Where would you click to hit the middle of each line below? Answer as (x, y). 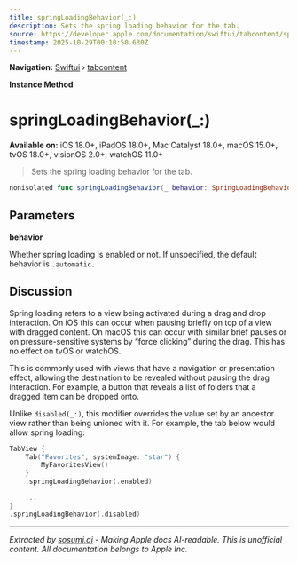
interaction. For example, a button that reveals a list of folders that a (133, 386)
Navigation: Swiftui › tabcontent (68, 67)
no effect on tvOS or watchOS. (65, 351)
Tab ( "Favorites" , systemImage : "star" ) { (102, 457)
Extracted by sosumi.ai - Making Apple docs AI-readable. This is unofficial (145, 539)
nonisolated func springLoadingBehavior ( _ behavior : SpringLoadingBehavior (152, 188)
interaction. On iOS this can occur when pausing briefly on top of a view (141, 322)
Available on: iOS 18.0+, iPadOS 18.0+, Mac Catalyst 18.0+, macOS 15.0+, (144, 145)
